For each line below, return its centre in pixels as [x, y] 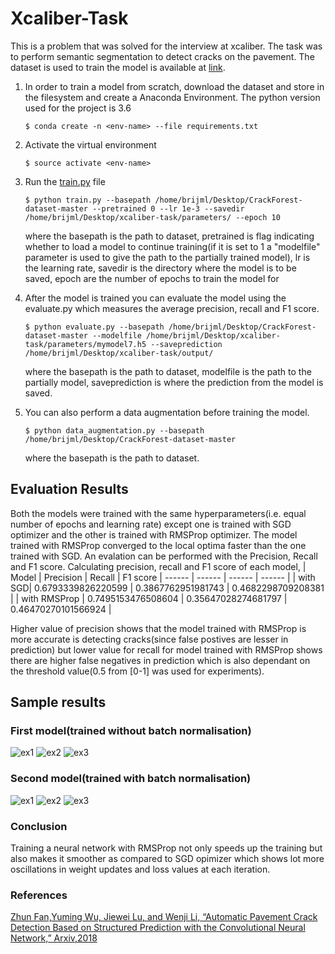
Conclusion [39, 826]
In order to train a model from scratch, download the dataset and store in [174, 86]
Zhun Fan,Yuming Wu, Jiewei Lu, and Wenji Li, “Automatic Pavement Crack [164, 917]
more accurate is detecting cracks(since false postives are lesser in [149, 639]
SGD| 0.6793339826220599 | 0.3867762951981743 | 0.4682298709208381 [167, 588]
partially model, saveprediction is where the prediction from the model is [174, 382]
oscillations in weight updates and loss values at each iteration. [140, 869]
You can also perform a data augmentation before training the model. [167, 412]
